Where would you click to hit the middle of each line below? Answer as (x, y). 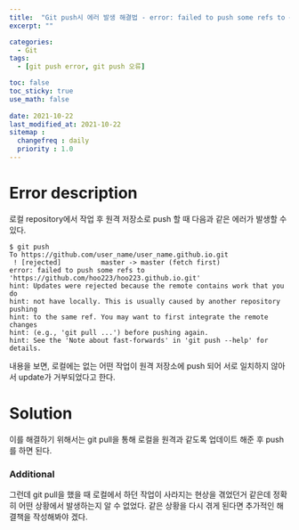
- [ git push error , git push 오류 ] (81, 67)
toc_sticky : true (41, 91)
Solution (41, 413)
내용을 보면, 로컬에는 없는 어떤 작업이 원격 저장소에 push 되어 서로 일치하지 (139, 365)
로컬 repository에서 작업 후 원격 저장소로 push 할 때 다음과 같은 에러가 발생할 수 (148, 218)
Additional (32, 474)
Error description (73, 193)
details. (25, 348)
